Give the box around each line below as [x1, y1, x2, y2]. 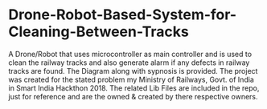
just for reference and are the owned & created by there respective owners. [8, 91, 259, 101]
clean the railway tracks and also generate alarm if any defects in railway [8, 58, 250, 67]
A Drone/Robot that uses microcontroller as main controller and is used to [8, 49, 252, 59]
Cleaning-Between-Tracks [8, 22, 189, 41]
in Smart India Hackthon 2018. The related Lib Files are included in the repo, [8, 83, 260, 93]
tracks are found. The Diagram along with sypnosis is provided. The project [8, 66, 258, 75]
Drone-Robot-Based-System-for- [8, 6, 237, 24]
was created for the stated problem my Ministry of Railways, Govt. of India [8, 75, 255, 84]
